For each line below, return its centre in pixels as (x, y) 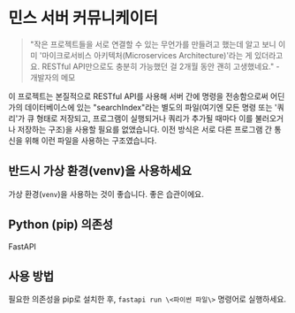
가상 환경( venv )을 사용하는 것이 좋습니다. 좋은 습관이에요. (106, 194)
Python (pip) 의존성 (61, 225)
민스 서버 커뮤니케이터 (83, 18)
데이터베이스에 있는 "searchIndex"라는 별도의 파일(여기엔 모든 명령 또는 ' (151, 107)
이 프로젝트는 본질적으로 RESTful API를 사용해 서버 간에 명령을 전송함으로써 (138, 96)
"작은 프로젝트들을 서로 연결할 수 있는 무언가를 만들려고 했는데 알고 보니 (153, 44)
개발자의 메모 (53, 77)
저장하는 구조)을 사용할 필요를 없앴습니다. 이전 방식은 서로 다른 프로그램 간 (145, 129)
